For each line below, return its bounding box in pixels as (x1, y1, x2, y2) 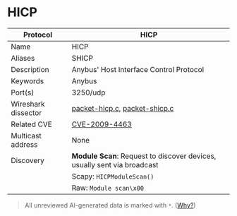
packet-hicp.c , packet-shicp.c (71, 103, 174, 113)
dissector (11, 107, 42, 117)
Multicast (11, 131, 42, 140)
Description (11, 64, 49, 74)
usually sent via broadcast (71, 160, 159, 169)
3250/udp (71, 88, 106, 97)
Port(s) (11, 88, 35, 97)
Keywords (11, 76, 44, 85)
